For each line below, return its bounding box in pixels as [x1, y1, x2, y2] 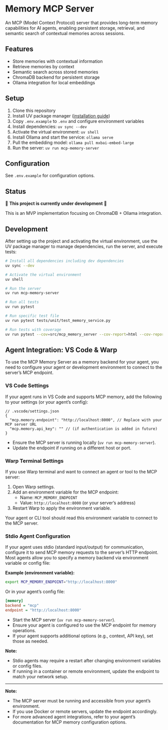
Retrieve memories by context [12, 63, 74, 69]
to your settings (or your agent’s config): [5, 399, 88, 405]
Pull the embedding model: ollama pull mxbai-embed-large [12, 139, 134, 146]
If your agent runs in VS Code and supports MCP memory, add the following [5, 394, 162, 400]
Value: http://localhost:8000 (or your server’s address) [19, 500, 136, 506]
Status [5, 187, 26, 196]
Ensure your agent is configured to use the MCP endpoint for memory [12, 622, 156, 628]
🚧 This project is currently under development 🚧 [5, 200, 107, 206]
